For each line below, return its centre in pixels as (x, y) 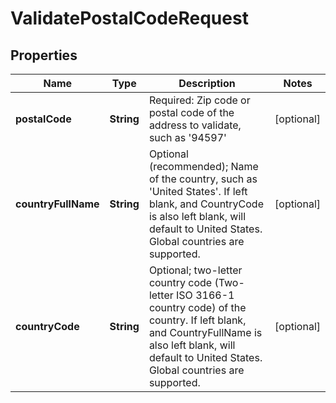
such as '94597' (187, 137)
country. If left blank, (197, 320)
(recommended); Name (203, 166)
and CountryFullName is (205, 332)
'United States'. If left (198, 191)
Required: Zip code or (199, 100)
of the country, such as (203, 179)
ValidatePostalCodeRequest (129, 18)
